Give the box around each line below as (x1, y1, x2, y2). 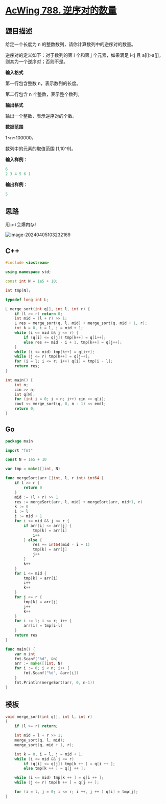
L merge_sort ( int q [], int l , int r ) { (5, 306, 90, 311)
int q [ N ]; (14, 392, 36, 397)
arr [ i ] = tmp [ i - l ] (23, 623, 63, 628)
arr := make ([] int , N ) (14, 661, 63, 666)
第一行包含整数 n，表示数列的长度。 (5, 80, 81, 86)
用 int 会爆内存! (5, 221, 36, 228)
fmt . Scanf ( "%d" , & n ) (14, 656, 58, 661)
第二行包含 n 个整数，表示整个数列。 (5, 91, 83, 97)
